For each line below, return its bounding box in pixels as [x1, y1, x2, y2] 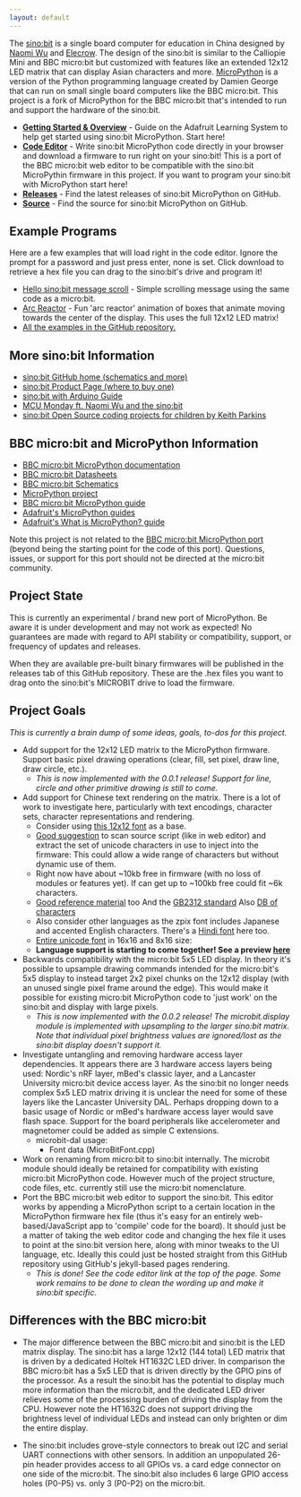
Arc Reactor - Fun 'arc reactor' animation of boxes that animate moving [21, 303, 285, 314]
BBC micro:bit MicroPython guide [21, 498, 146, 509]
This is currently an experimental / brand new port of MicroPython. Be [9, 612, 268, 623]
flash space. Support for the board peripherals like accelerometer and [21, 1115, 280, 1126]
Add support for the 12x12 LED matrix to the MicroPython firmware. [21, 744, 271, 755]
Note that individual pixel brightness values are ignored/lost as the [35, 1029, 282, 1040]
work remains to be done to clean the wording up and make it [35, 1278, 264, 1288]
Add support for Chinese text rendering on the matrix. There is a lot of [21, 792, 281, 803]
